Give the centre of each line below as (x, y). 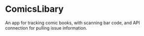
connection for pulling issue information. (46, 28)
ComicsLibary (35, 9)
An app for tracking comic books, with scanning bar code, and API (72, 23)
